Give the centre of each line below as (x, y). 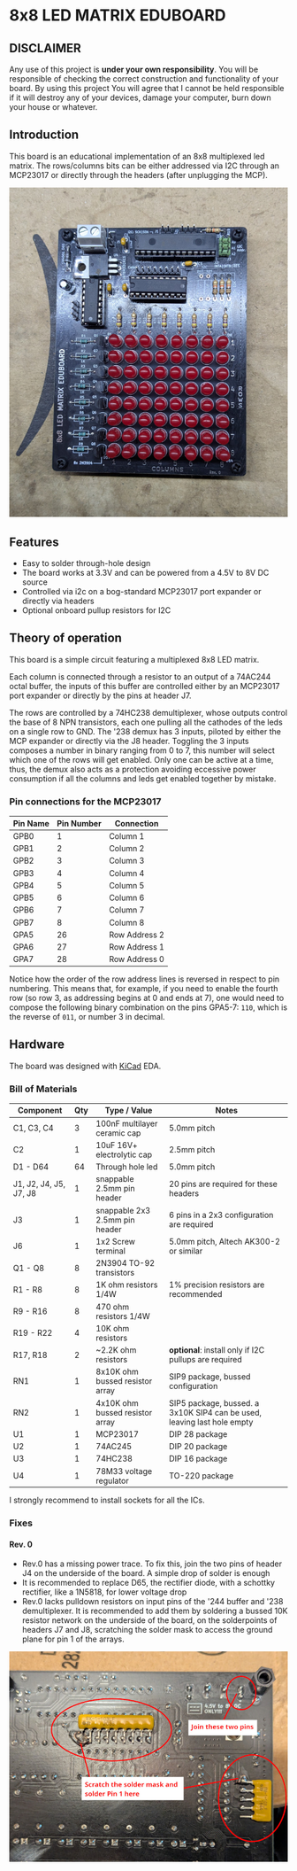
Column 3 (127, 861)
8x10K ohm (117, 1372)
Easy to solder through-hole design (86, 563)
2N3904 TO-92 (126, 1263)
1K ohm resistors (127, 1285)
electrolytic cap (124, 1154)
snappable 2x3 (123, 1210)
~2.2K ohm (116, 1350)
